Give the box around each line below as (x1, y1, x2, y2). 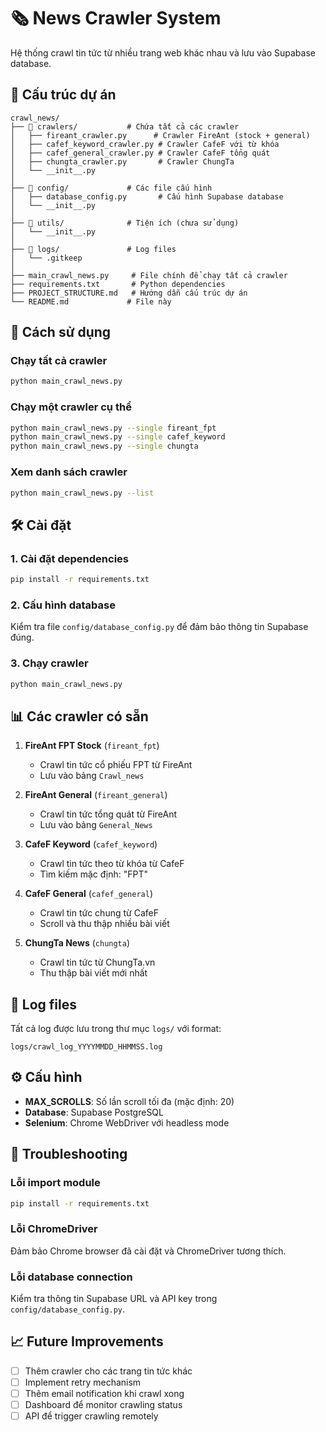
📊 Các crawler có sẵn (10, 708, 149, 725)
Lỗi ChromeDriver (10, 1222, 98, 1236)
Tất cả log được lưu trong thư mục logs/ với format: (10, 1023, 222, 1035)
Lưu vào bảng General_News (39, 819, 153, 831)
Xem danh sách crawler (10, 465, 128, 479)
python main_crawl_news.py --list (10, 488, 155, 498)
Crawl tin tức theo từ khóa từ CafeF (39, 858, 185, 870)
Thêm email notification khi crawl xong (24, 1387, 185, 1399)
